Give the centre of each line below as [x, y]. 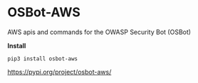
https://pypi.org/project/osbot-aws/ [59, 72]
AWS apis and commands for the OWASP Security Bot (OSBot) [99, 32]
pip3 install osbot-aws [43, 59]
